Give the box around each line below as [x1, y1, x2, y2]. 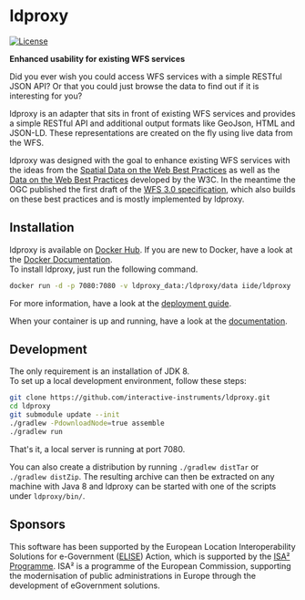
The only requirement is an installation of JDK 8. [9, 366, 190, 377]
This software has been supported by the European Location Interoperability [9, 541, 296, 552]
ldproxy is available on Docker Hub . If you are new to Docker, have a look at [9, 243, 293, 255]
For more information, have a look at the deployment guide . [9, 297, 232, 308]
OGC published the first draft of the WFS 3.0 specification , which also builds [9, 183, 296, 194]
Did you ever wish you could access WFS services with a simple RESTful [9, 70, 282, 82]
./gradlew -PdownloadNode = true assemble [9, 419, 166, 429]
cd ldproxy [9, 402, 51, 411]
